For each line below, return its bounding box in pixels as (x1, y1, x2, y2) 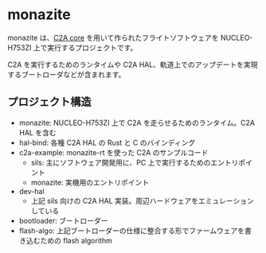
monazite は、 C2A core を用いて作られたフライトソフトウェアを (7, 33, 219, 42)
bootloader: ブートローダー (18, 216, 108, 225)
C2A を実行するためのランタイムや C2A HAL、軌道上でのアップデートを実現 (7, 60, 258, 69)
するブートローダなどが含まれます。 (7, 69, 126, 79)
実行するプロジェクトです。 (46, 42, 138, 53)
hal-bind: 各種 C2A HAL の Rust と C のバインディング (18, 138, 196, 147)
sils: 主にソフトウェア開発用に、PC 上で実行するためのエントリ (30, 158, 239, 167)
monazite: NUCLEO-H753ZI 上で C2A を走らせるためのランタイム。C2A (18, 118, 256, 127)
